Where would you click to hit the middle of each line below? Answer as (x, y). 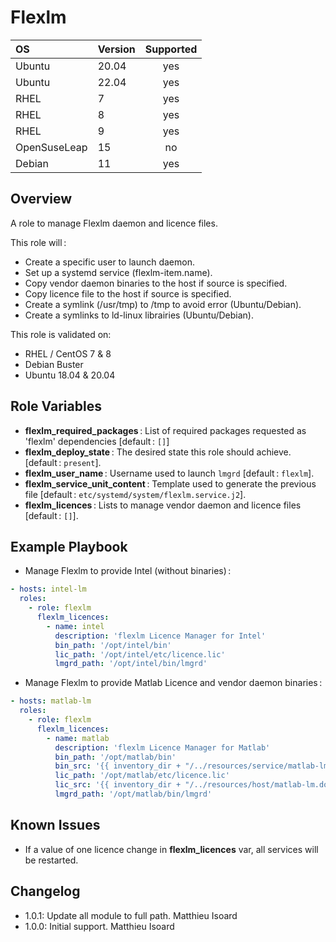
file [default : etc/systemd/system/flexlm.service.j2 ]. (135, 494)
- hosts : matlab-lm (51, 701)
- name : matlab (78, 738)
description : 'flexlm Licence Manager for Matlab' (162, 747)
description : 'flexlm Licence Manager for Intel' (160, 636)
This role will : (38, 242)
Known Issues (55, 825)
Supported (171, 49)
